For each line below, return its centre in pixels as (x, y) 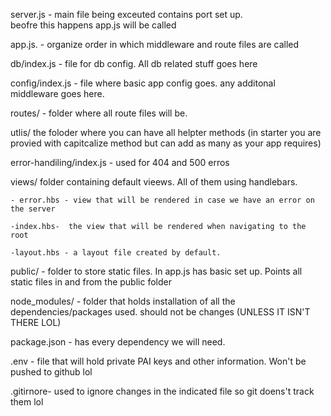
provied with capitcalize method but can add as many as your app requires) (166, 143)
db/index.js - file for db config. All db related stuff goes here (134, 63)
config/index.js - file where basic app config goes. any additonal (143, 83)
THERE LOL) (36, 322)
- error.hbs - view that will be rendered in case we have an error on (162, 200)
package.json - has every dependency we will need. (118, 342)
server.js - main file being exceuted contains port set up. (126, 14)
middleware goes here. (57, 93)
